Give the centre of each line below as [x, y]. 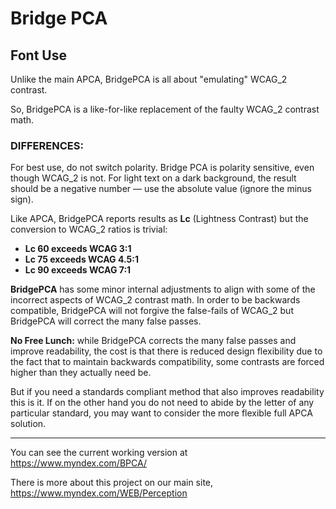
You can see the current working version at [99, 453]
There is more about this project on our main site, [112, 483]
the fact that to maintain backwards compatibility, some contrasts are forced [167, 362]
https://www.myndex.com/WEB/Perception [99, 493]
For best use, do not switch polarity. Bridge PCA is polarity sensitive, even [162, 168]
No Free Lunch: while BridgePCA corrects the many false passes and [153, 341]
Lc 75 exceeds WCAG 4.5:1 [81, 259]
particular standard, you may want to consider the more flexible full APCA [161, 413]
